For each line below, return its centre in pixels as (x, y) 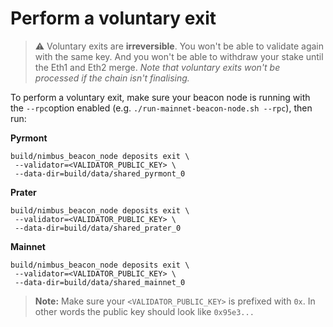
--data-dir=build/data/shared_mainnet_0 (100, 282)
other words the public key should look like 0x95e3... (144, 311)
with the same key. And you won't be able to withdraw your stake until (179, 56)
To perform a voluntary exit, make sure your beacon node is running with (160, 97)
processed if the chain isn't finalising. (112, 78)
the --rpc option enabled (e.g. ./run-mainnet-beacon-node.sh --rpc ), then (161, 108)
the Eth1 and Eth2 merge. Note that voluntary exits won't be (157, 67)
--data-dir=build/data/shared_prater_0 (98, 228)
